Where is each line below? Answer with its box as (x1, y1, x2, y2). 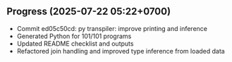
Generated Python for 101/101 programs (16, 32, 132, 40)
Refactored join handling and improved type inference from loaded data (16, 46, 225, 55)
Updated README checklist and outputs (16, 39, 134, 48)
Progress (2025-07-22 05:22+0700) (6, 6, 171, 18)
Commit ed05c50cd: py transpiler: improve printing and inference (16, 24, 207, 32)
